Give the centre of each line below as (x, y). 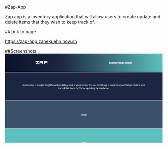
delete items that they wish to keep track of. (50, 22)
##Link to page (21, 32)
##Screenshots (21, 51)
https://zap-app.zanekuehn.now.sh (41, 41)
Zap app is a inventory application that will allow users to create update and (83, 17)
